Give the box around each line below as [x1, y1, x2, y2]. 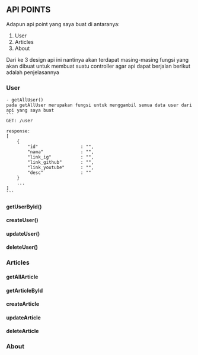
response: [6, 128, 31, 134]
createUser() [6, 217, 39, 224]
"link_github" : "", [27, 160, 94, 166]
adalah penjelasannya [6, 68, 59, 76]
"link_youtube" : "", [27, 164, 94, 171]
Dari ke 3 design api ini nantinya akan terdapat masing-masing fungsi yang [6, 56, 189, 63]
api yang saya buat [6, 107, 55, 113]
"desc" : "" [27, 170, 92, 176]
